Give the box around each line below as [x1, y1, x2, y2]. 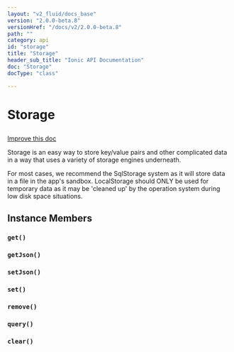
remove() [7, 302, 38, 311]
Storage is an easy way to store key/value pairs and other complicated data [7, 148, 228, 156]
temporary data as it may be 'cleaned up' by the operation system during [7, 184, 221, 192]
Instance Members [7, 212, 92, 224]
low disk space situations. [7, 192, 83, 200]
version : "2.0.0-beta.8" [7, 17, 81, 24]
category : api [7, 37, 50, 44]
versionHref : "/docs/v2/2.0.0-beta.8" [7, 23, 122, 31]
